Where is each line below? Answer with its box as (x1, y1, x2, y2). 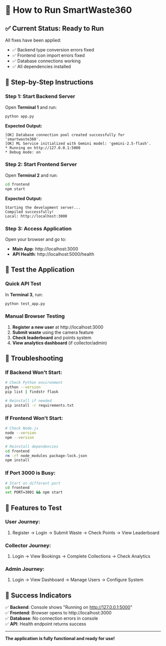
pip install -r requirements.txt (5, 403, 74, 408)
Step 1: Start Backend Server (5, 93, 76, 100)
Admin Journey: (5, 566, 45, 573)
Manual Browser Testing (5, 313, 65, 320)
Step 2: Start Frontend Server (5, 161, 78, 168)
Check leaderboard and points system (12, 334, 91, 340)
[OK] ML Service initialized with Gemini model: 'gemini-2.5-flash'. (5, 141, 152, 146)
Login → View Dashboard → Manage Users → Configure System (12, 577, 144, 583)
